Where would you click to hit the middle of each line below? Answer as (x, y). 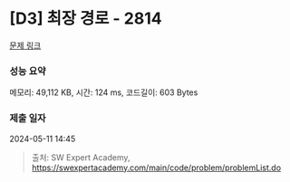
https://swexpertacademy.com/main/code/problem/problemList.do (156, 168)
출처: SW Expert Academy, (81, 157)
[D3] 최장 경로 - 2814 (86, 19)
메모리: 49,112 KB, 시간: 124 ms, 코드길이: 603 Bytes (104, 92)
